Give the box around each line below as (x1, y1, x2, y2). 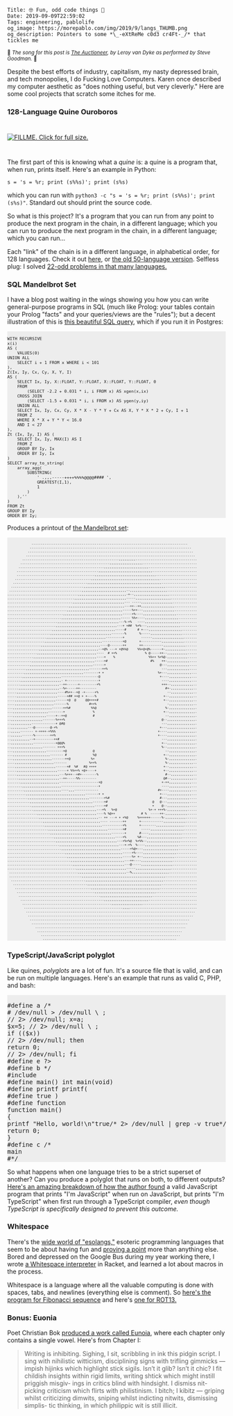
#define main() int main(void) (7, 1078, 114, 1085)
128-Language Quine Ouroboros (7, 106, 118, 116)
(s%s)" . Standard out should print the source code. (7, 198, 153, 207)
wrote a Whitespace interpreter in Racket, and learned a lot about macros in (7, 1259, 224, 1268)
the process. (7, 1267, 43, 1275)
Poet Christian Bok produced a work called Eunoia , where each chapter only (7, 1329, 225, 1337)
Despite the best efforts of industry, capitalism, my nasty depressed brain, (7, 67, 219, 76)
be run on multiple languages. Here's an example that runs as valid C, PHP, (7, 973, 221, 982)
